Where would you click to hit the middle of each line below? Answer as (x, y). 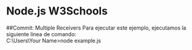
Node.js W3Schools (57, 11)
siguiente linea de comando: (41, 34)
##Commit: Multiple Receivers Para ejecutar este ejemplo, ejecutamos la (96, 28)
